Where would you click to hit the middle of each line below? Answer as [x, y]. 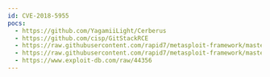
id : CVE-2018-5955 [38, 16]
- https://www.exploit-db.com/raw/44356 [83, 61]
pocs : [17, 23]
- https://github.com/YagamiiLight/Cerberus [91, 30]
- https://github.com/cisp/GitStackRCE [82, 38]
